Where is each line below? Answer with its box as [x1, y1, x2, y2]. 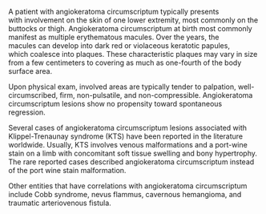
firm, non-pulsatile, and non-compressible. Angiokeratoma [59, 91, 253, 99]
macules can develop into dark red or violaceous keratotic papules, [8, 41, 231, 50]
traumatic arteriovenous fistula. [8, 198, 112, 208]
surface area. [8, 67, 53, 75]
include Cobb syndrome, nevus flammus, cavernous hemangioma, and [8, 190, 242, 199]
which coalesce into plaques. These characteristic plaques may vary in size [8, 50, 258, 59]
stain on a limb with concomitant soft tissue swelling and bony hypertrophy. [8, 148, 258, 158]
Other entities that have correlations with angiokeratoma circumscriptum [8, 181, 248, 191]
